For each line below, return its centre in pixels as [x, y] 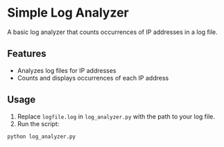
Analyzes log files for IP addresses [67, 70]
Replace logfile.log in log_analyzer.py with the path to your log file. [116, 116]
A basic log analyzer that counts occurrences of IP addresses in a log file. [112, 32]
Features [27, 54]
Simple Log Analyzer [68, 13]
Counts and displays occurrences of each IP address [93, 78]
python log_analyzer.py [42, 137]
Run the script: [38, 123]
